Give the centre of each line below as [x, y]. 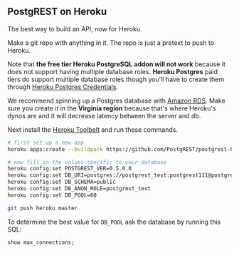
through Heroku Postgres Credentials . [63, 87]
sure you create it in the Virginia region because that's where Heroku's [112, 108]
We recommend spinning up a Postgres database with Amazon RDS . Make [116, 100]
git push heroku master [43, 208]
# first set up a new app [46, 143]
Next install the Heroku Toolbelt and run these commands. [92, 129]
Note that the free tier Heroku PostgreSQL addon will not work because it [117, 64]
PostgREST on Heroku [57, 12]
